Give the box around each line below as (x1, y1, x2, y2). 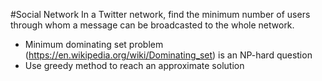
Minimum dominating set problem (24, 39, 164, 50)
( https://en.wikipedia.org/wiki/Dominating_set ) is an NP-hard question (24, 49, 313, 61)
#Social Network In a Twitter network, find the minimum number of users (10, 9, 311, 20)
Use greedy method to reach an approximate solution (24, 60, 245, 71)
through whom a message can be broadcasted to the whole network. (10, 19, 295, 31)
